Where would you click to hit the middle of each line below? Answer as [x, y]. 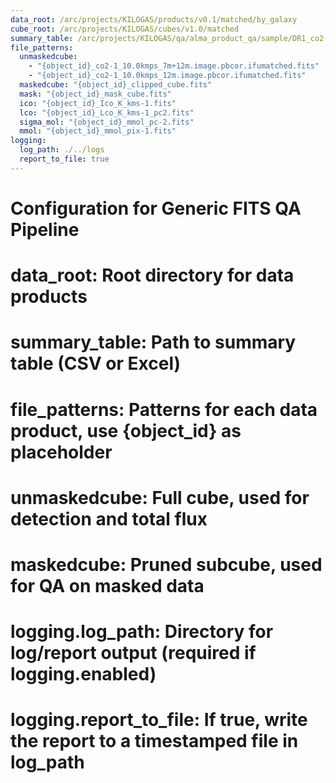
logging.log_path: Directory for [142, 632]
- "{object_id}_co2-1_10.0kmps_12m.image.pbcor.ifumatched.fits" [167, 76]
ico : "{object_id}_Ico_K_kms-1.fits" [98, 103]
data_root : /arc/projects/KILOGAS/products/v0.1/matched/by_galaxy [154, 19]
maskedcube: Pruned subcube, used [166, 564]
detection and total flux [109, 518]
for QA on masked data [107, 585]
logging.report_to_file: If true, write [159, 720]
